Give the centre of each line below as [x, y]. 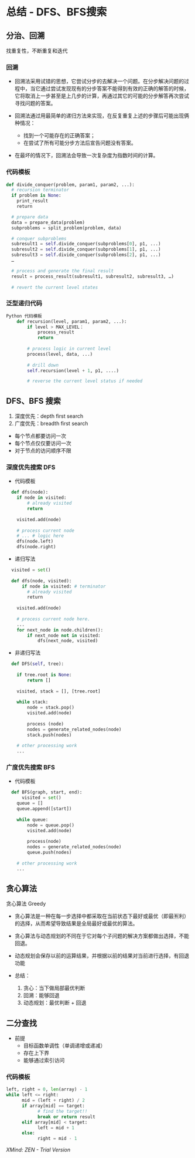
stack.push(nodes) [49, 735]
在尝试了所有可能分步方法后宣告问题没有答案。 [80, 143]
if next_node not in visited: [64, 635]
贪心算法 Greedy [26, 904]
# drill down [43, 365]
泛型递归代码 [24, 303]
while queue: [32, 819]
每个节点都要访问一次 [40, 436]
